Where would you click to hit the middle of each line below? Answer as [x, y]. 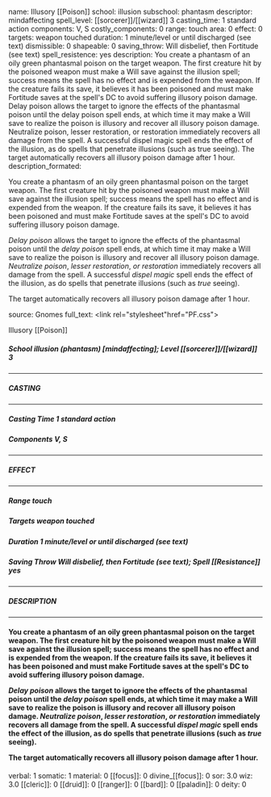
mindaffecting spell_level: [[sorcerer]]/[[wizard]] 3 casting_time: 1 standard [132, 20]
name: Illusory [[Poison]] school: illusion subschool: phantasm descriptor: [130, 12]
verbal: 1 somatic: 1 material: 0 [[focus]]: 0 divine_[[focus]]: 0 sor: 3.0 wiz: [131, 775]
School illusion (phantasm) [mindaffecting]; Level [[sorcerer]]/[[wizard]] [133, 348]
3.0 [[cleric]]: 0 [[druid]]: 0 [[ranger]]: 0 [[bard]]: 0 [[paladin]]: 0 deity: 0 [127, 784]
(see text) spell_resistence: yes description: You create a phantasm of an [129, 55]
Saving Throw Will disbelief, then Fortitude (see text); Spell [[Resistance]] [134, 561]
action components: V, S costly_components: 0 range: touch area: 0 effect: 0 [135, 29]
